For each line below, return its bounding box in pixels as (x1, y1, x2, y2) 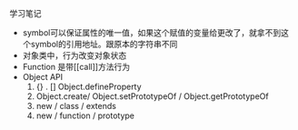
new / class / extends (35, 101, 116, 111)
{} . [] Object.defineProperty (35, 81, 143, 92)
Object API (22, 72, 64, 82)
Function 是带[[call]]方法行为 (22, 62, 130, 72)
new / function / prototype (35, 110, 134, 121)
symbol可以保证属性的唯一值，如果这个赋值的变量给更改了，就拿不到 (22, 27, 282, 38)
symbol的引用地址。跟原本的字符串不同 (30, 39, 178, 49)
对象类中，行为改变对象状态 (22, 50, 127, 61)
